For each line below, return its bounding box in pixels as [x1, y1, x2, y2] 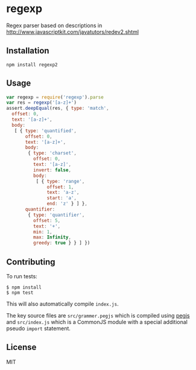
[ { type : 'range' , [36, 178, 85, 184]
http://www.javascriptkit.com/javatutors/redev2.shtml [6, 28, 139, 35]
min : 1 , [33, 229, 52, 235]
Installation [6, 46, 49, 56]
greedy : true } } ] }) [33, 240, 90, 246]
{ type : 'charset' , [28, 150, 77, 156]
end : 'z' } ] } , [46, 201, 87, 207]
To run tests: [6, 273, 37, 279]
